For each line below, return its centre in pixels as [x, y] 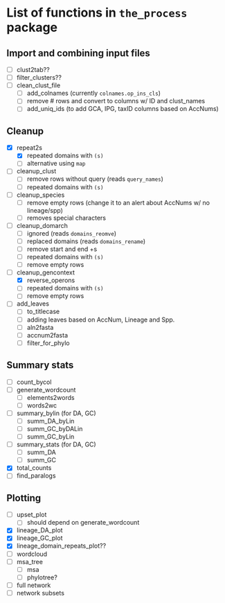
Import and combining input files [78, 53]
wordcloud [32, 554]
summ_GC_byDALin [55, 428]
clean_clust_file [38, 85]
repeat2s [29, 148]
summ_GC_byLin [51, 437]
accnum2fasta [47, 335]
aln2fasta [40, 327]
